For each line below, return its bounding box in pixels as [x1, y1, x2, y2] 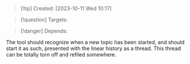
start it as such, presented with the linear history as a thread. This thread [6, 45, 181, 52]
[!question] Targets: [20, 16, 68, 23]
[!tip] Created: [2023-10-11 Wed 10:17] [20, 5, 112, 12]
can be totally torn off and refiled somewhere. [6, 51, 117, 58]
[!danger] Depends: [20, 27, 68, 34]
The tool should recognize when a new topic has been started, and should [6, 39, 185, 45]
